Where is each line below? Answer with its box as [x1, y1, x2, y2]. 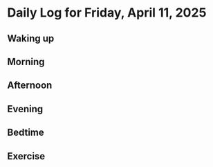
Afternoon [7, 80, 53, 91]
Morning [7, 55, 45, 67]
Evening [7, 103, 44, 115]
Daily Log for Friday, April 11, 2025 [7, 5, 207, 21]
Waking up [7, 33, 55, 44]
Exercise [7, 150, 46, 162]
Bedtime [7, 127, 45, 139]
